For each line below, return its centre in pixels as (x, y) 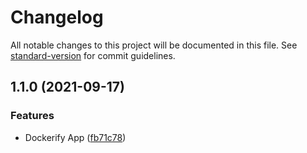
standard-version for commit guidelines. (93, 55)
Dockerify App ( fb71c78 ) (75, 137)
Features (32, 116)
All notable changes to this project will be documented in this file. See (154, 45)
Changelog (57, 17)
